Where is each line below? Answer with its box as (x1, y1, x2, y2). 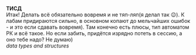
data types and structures (6, 42, 69, 49)
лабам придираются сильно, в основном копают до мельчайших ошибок (6, 18, 191, 24)
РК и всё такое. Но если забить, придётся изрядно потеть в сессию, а (6, 30, 183, 37)
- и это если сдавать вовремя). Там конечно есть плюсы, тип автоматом (6, 23, 190, 30)
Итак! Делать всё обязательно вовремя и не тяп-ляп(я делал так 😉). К (6, 11, 185, 18)
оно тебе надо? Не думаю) (6, 36, 73, 43)
